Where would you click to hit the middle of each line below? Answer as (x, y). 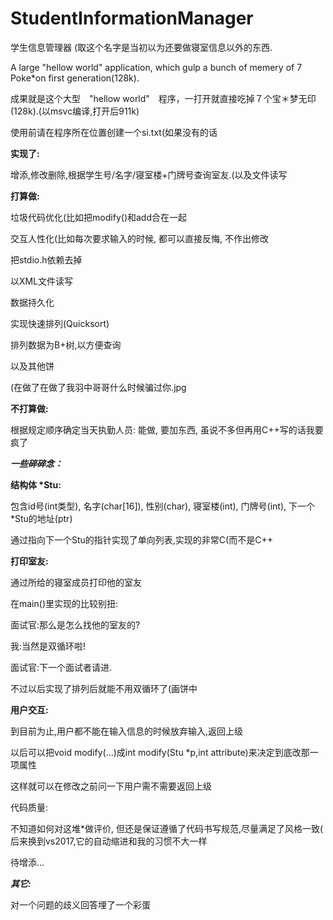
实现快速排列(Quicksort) (60, 323)
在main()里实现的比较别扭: (64, 603)
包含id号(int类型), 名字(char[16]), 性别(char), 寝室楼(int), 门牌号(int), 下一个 (163, 506)
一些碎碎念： (36, 463)
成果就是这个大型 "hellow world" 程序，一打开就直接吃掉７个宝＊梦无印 (163, 98)
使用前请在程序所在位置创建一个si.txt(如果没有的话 (114, 132)
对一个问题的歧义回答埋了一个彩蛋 (80, 904)
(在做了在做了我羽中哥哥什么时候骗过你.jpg (98, 387)
